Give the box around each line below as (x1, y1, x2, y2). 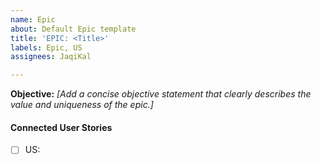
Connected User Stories (10, 121, 113, 133)
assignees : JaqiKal (10, 52, 92, 62)
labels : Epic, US (10, 42, 83, 53)
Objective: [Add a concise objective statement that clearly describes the (10, 88, 312, 100)
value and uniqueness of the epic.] (10, 99, 154, 111)
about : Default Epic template (10, 24, 137, 34)
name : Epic (10, 14, 56, 25)
